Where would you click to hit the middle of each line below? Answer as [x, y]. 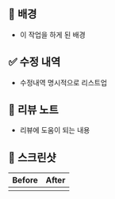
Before [25, 180]
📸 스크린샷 [33, 158]
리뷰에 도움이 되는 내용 [55, 130]
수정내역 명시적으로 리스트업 [63, 82]
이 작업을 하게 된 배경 [52, 35]
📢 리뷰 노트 [34, 110]
